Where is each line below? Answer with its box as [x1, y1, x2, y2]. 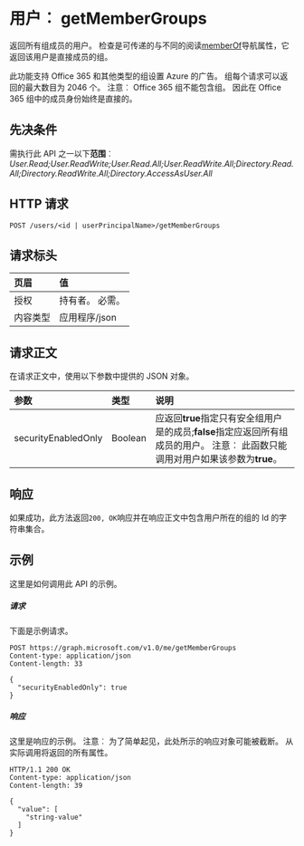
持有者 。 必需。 [59, 294, 126, 307]
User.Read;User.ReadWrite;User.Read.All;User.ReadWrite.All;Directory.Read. [9, 158, 294, 168]
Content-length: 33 [9, 659, 83, 668]
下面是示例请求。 [9, 625, 73, 636]
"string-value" [25, 812, 83, 822]
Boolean [111, 432, 147, 445]
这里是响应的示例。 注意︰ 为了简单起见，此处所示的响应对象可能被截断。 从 [9, 735, 294, 746]
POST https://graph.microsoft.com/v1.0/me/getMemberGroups [9, 643, 237, 652]
